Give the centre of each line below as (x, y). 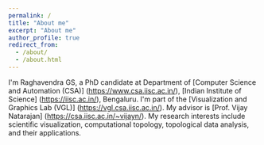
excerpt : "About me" (43, 30)
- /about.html (39, 60)
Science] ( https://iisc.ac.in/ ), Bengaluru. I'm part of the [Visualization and (128, 99)
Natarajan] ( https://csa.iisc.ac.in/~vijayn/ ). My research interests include (127, 116)
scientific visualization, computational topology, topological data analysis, (128, 124)
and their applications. (45, 132)
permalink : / (30, 15)
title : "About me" (39, 23)
